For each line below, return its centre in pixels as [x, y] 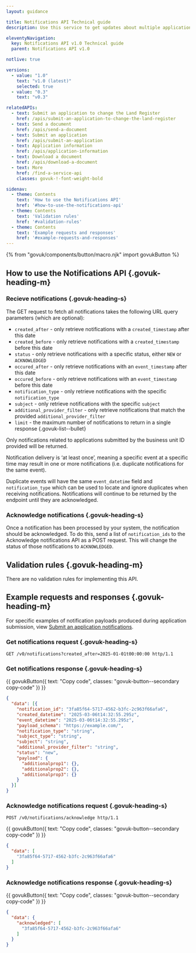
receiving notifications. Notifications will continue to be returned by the [91, 493]
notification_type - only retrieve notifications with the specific [90, 391]
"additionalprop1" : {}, [50, 763]
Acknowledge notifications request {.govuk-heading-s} [87, 806]
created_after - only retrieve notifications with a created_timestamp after [102, 329]
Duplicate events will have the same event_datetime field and [79, 481]
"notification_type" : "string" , [56, 731]
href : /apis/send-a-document [52, 129]
